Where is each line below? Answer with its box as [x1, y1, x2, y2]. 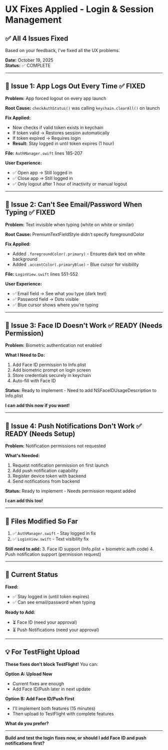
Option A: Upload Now [5, 671, 52, 677]
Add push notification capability [12, 468, 78, 474]
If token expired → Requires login [12, 135, 81, 141]
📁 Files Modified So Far [5, 517, 78, 525]
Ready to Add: [5, 609, 35, 615]
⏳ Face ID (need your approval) [12, 619, 77, 625]
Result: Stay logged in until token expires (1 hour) [12, 140, 114, 146]
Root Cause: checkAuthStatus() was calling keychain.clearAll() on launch [5, 105, 160, 111]
